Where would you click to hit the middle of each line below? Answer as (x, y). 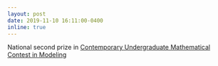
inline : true (27, 27)
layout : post (27, 14)
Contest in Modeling (37, 55)
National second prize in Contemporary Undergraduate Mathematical (109, 48)
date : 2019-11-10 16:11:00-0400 (55, 21)
